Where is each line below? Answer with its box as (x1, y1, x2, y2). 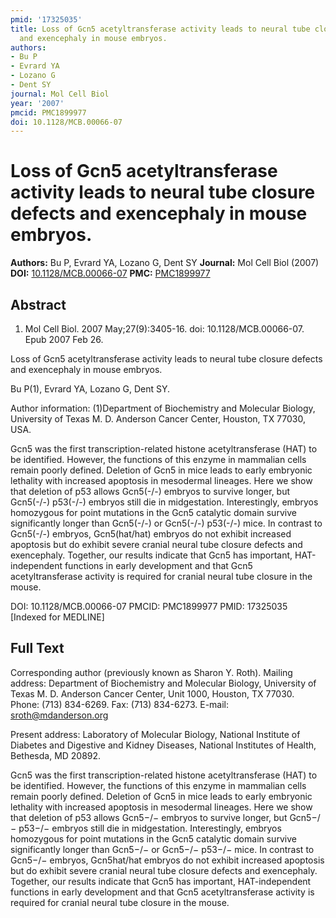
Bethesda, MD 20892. (10, 749, 102, 761)
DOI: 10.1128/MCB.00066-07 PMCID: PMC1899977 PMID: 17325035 (10, 601, 288, 612)
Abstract (10, 296, 67, 313)
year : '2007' (10, 98, 65, 108)
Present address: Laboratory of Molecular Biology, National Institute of (10, 728, 301, 740)
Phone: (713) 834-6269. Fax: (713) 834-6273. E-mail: (10, 698, 230, 710)
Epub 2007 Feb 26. (24, 334, 104, 345)
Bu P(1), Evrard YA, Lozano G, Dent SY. (10, 383, 171, 395)
